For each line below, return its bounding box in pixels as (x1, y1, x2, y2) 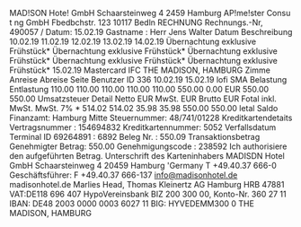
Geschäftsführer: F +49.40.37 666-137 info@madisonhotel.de (9, 170, 238, 180)
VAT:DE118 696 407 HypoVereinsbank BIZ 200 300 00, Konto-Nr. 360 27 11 (9, 188, 287, 199)
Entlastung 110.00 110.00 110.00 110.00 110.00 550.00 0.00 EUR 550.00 (9, 84, 270, 94)
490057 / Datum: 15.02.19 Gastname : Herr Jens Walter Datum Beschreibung (9, 27, 293, 37)
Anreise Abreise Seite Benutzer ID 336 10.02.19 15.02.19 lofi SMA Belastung (9, 74, 288, 84)
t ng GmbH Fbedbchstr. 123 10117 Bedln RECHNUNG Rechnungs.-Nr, (9, 17, 263, 28)
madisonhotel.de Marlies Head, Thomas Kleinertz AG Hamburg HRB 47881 (9, 179, 285, 189)
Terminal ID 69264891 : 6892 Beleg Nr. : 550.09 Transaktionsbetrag (9, 132, 261, 142)
